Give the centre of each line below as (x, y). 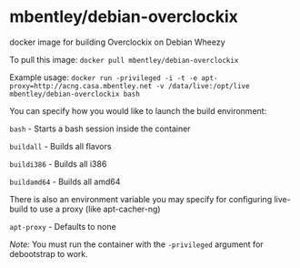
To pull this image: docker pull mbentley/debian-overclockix (124, 59)
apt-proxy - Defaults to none (63, 226)
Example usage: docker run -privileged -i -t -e (104, 77)
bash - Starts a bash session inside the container (100, 129)
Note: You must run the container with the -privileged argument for (136, 244)
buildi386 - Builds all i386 (58, 164)
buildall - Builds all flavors (60, 146)
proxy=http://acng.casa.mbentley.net (81, 86)
